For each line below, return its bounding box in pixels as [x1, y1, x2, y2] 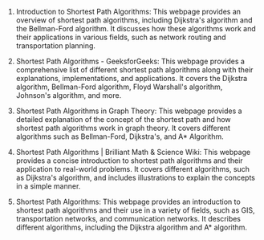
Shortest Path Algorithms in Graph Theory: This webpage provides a [15, 106, 242, 116]
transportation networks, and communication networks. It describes [15, 214, 242, 223]
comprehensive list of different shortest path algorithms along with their [15, 65, 254, 75]
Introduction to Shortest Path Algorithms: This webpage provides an [15, 7, 242, 16]
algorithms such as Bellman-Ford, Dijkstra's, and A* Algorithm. [15, 132, 224, 141]
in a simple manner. [15, 181, 81, 191]
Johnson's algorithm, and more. [15, 91, 122, 100]
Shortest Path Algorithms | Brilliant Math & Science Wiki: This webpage [15, 148, 251, 157]
